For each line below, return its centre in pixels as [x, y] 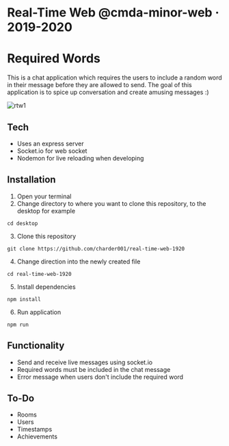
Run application [39, 312]
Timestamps [35, 430]
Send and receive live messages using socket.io [84, 362]
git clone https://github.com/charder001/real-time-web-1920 [96, 248]
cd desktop [23, 223]
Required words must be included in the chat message [94, 369]
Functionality [36, 345]
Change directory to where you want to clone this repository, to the [111, 203]
